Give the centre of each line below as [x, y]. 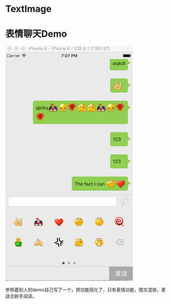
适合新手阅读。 [21, 296]
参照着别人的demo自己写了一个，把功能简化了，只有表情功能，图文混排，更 [85, 290]
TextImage [28, 9]
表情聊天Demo [36, 34]
